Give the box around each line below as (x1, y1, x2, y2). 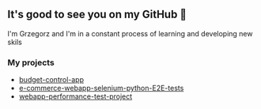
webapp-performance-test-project (18, 92, 133, 101)
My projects (7, 57, 55, 68)
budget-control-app (18, 75, 85, 85)
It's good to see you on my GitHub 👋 (7, 8, 187, 21)
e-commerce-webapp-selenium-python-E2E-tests (18, 84, 184, 93)
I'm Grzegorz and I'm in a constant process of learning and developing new (7, 28, 253, 38)
